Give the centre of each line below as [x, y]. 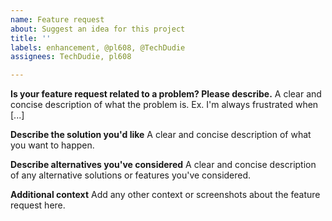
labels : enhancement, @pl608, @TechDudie [98, 47]
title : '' [31, 38]
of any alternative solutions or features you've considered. [131, 175]
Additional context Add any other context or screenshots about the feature [165, 195]
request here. [38, 205]
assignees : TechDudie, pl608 [71, 57]
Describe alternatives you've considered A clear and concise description [163, 165]
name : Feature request [57, 19]
